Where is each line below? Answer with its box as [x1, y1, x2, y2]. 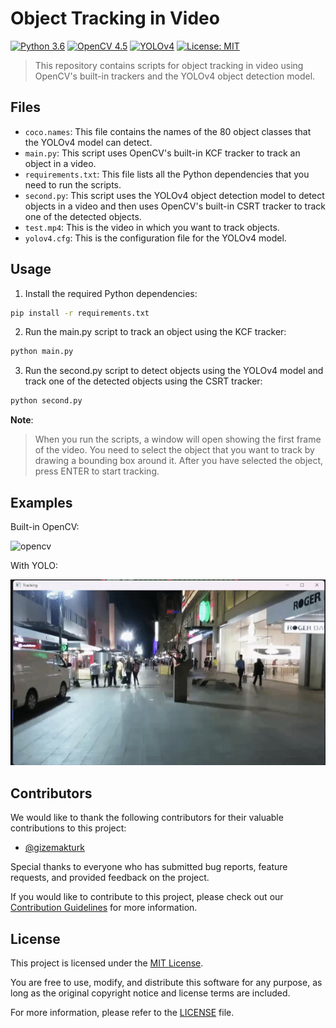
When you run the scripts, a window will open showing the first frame [34, 433, 322, 446]
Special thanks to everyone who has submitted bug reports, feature [10, 861, 288, 873]
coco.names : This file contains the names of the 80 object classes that [24, 125, 312, 137]
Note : [10, 414, 34, 426]
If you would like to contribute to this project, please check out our [10, 891, 284, 903]
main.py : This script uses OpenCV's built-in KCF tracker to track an [24, 147, 301, 159]
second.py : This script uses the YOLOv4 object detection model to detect [24, 189, 325, 201]
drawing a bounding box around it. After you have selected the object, [34, 455, 324, 467]
